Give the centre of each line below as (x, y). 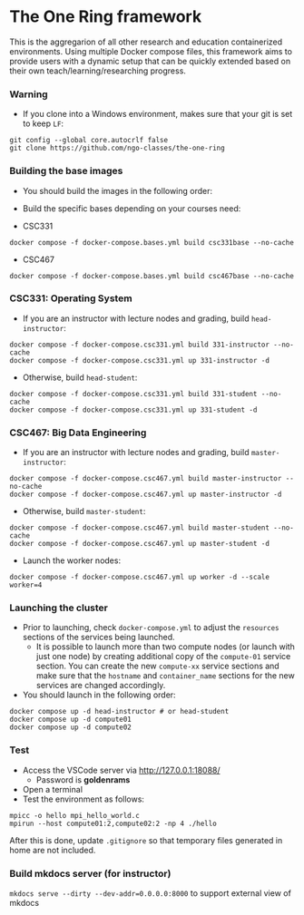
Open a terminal (53, 789)
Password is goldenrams (83, 779)
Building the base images (66, 171)
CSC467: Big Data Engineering (78, 433)
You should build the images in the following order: (118, 190)
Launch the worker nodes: (71, 560)
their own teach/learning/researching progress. (98, 71)
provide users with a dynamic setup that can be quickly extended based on (150, 61)
